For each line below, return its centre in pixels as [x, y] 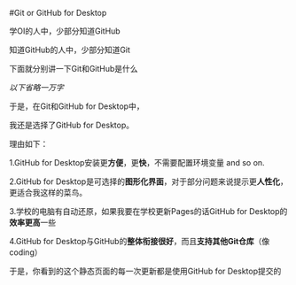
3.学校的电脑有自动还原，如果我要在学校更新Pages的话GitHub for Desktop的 [148, 211]
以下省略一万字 [36, 87]
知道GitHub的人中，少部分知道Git [70, 50]
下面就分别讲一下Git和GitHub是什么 [74, 69]
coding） [26, 252]
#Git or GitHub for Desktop [58, 13]
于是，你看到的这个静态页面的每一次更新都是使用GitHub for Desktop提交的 [145, 271]
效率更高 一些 [32, 222]
